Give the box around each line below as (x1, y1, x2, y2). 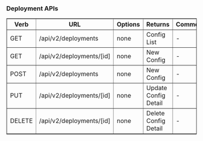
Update (146, 84, 167, 92)
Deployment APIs (6, 4, 59, 13)
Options (117, 20, 140, 28)
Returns (146, 20, 170, 28)
